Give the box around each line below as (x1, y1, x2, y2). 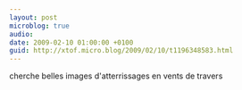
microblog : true (9, 21, 70, 30)
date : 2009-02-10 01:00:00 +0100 (9, 37, 134, 47)
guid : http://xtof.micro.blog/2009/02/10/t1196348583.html (9, 46, 234, 55)
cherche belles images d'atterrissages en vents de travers (9, 70, 223, 81)
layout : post (9, 12, 58, 22)
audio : (9, 29, 34, 38)
